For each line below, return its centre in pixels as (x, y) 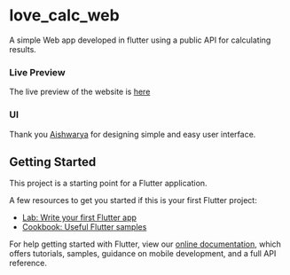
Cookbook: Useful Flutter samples (84, 227)
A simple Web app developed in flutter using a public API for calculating (140, 40)
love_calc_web (64, 16)
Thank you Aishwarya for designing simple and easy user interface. (133, 134)
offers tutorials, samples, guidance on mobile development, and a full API (143, 254)
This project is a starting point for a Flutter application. (108, 184)
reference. (28, 263)
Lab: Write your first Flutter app (79, 217)
